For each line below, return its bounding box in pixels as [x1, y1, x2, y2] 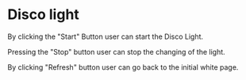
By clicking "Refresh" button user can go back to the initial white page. [7, 62, 239, 72]
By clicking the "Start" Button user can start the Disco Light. [7, 32, 204, 41]
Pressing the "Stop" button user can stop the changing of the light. [7, 47, 225, 56]
